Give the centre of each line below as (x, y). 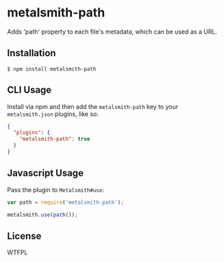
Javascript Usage (46, 173)
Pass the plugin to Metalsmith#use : (55, 189)
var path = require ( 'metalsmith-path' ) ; (66, 202)
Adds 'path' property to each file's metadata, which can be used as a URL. (112, 32)
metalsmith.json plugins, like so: (53, 114)
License (24, 236)
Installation (32, 53)
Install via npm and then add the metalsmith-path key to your (93, 106)
